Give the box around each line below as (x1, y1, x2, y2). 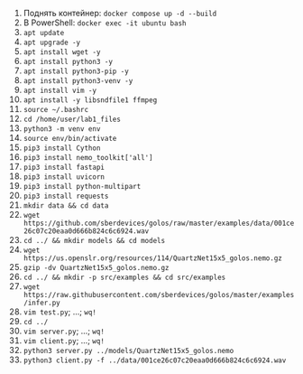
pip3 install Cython (23, 144, 101, 153)
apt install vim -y (23, 86, 97, 95)
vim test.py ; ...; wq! (23, 306, 97, 317)
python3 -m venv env (23, 125, 101, 134)
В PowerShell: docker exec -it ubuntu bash (23, 17, 188, 28)
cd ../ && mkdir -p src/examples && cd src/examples (23, 273, 226, 282)
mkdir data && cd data (23, 201, 109, 210)
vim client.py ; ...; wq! (23, 335, 105, 346)
